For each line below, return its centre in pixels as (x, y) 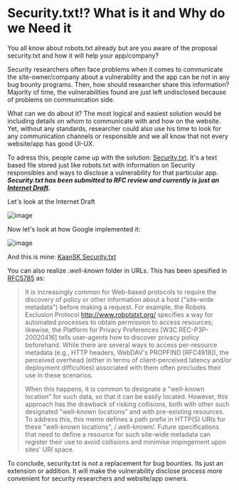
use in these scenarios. (59, 375)
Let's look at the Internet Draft (51, 202)
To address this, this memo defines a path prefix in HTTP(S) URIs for (125, 419)
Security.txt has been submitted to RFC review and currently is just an (113, 180)
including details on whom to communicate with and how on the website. (114, 121)
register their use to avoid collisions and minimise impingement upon (125, 442)
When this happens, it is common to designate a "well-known (115, 389)
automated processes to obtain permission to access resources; (119, 322)
